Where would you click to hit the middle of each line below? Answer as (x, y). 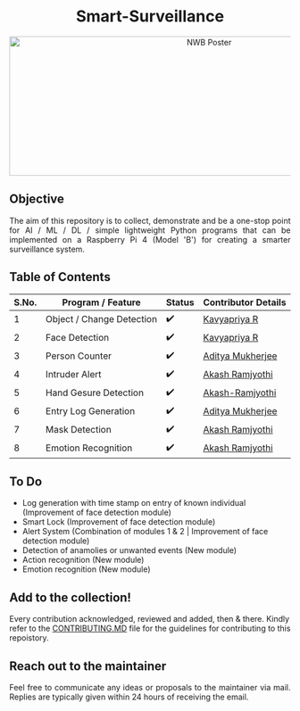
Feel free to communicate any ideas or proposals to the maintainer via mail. (150, 687)
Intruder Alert (74, 375)
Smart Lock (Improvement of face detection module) (119, 522)
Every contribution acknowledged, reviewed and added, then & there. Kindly (150, 619)
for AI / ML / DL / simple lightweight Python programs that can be (150, 230)
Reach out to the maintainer (88, 666)
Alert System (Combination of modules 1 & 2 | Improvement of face (145, 532)
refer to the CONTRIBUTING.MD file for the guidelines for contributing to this (150, 628)
